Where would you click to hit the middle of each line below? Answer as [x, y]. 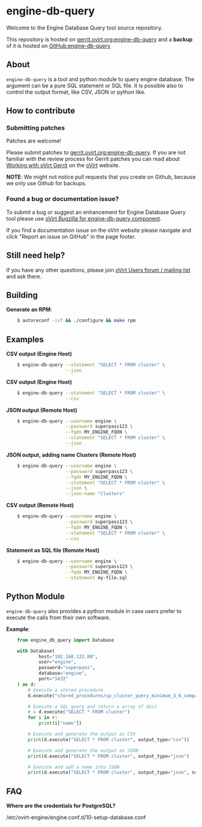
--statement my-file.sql [96, 578]
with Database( [36, 651]
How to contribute [41, 111]
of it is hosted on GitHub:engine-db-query [58, 46]
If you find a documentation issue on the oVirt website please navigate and [99, 230]
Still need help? [36, 256]
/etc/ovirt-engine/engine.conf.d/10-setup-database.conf [76, 817]
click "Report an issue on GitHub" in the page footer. [71, 236]
